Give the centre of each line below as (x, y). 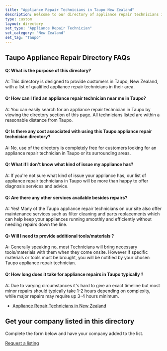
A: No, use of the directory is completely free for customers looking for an (81, 148)
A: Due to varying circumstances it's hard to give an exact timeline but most (83, 285)
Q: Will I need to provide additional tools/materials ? (60, 236)
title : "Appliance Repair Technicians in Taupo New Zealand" (70, 10)
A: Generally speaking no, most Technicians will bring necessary (71, 247)
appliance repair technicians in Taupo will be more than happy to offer (77, 181)
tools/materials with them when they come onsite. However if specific (77, 252)
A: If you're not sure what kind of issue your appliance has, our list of (76, 175)
